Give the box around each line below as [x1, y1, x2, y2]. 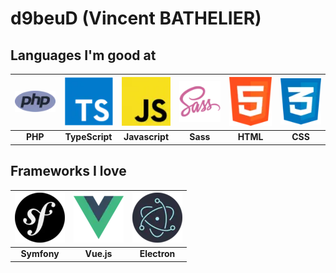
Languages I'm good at [10, 47, 157, 64]
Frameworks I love [10, 163, 127, 180]
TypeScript [64, 131, 113, 143]
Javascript [123, 131, 170, 143]
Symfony [20, 248, 60, 260]
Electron [139, 248, 176, 260]
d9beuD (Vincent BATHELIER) [10, 7, 262, 30]
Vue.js [84, 248, 113, 260]
